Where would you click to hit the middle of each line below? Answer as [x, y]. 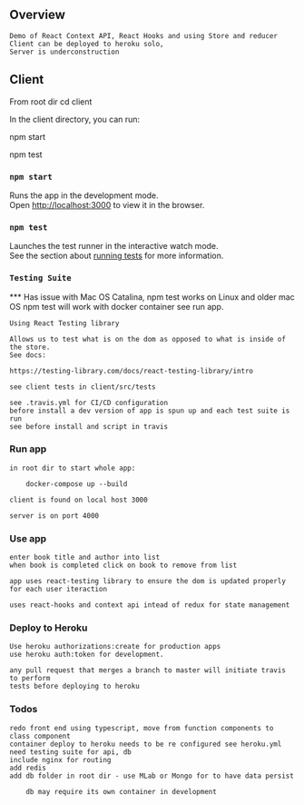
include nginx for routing [60, 760]
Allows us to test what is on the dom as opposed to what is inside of [147, 339]
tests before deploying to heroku [75, 686]
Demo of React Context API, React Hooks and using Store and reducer [144, 35]
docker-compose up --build [77, 484]
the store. [30, 347]
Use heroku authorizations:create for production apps [115, 647]
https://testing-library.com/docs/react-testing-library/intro [132, 371]
